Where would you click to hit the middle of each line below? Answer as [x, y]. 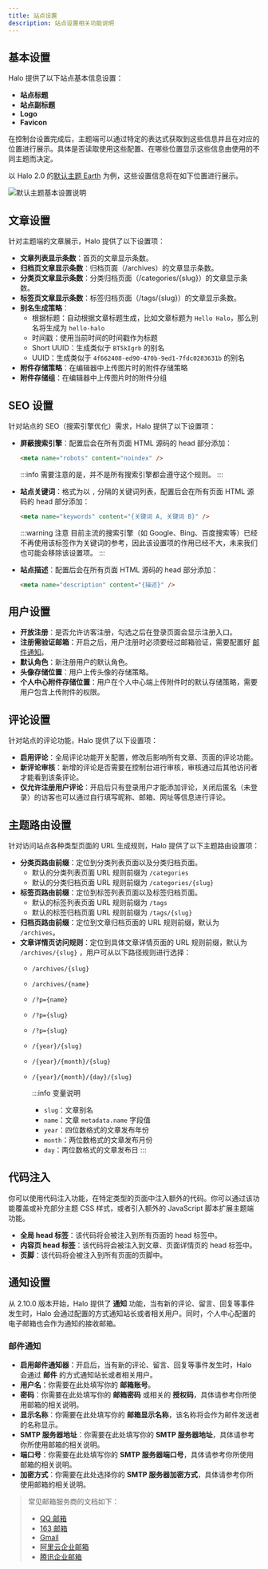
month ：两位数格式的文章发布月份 [98, 1140]
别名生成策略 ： [44, 308]
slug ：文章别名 [69, 1110]
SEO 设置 [31, 405]
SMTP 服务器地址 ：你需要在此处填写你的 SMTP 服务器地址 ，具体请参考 [137, 1434]
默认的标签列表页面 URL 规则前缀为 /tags [99, 902]
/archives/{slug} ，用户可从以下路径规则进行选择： [105, 952]
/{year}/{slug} [57, 1046]
